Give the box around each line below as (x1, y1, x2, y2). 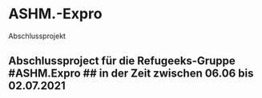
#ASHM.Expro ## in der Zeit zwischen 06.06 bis (8, 67, 254, 80)
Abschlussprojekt (8, 31, 67, 41)
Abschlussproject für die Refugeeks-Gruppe (8, 54, 236, 68)
